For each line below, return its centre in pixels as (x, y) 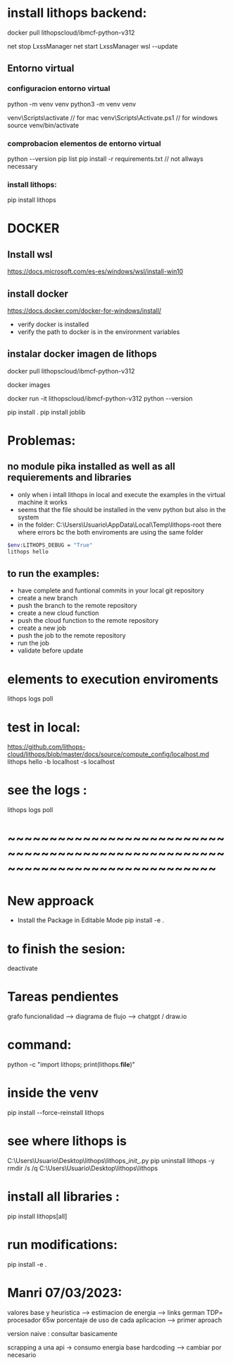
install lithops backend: (77, 13)
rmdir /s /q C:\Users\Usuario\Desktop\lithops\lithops (83, 1168)
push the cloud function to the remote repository (88, 621)
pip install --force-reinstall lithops (56, 1113)
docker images (29, 385)
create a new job (42, 628)
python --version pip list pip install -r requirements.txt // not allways (106, 159)
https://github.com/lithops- (46, 747)
